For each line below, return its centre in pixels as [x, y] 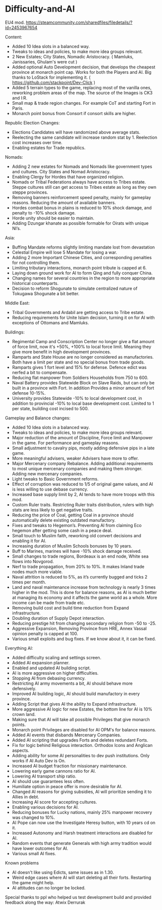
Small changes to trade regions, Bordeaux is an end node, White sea [80, 556]
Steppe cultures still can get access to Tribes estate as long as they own [84, 187]
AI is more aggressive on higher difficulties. [55, 673]
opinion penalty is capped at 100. [45, 633]
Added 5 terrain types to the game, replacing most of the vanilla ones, [82, 87]
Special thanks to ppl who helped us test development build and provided [78, 897]
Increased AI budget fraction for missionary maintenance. [69, 766]
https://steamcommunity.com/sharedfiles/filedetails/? [79, 22]
